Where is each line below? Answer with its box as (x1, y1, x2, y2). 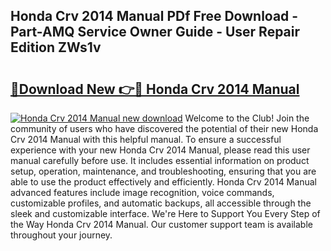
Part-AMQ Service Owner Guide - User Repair (10, 24, 301, 41)
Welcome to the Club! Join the (184, 112, 310, 124)
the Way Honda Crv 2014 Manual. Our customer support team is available (10, 219, 313, 230)
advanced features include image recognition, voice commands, (10, 187, 275, 198)
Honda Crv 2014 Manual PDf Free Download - (10, 8, 299, 25)
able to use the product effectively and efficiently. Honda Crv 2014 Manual (10, 176, 317, 188)
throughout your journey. (10, 229, 113, 241)
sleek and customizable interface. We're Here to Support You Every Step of (10, 208, 321, 219)
